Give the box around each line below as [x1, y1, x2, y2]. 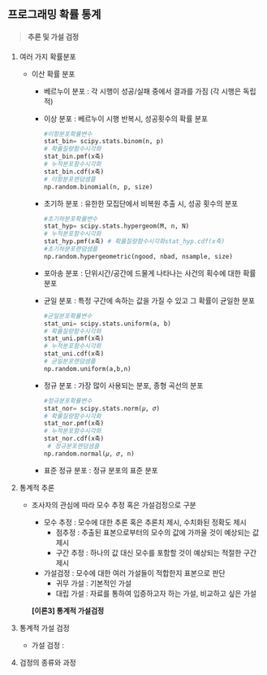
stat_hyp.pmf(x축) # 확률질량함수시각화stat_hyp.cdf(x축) [43, 237, 225, 246]
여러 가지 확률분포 [19, 51, 76, 61]
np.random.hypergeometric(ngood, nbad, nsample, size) [43, 252, 233, 260]
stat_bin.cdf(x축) [43, 168, 105, 176]
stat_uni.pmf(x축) [43, 334, 105, 343]
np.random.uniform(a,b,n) [43, 364, 131, 372]
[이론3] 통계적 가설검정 [31, 605, 105, 616]
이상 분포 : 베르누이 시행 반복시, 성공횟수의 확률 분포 [43, 113, 209, 124]
